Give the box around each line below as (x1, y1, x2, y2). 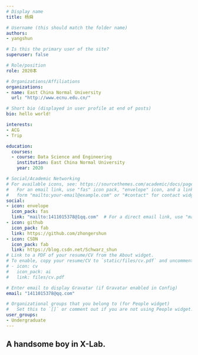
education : (6, 143, 33, 149)
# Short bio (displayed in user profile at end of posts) (6, 105, 151, 112)
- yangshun (6, 36, 33, 42)
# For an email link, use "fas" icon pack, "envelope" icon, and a (6, 187, 181, 193)
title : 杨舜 (6, 14, 34, 20)
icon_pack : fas (11, 208, 49, 215)
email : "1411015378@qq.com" (6, 290, 75, 296)
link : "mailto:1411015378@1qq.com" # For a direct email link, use (11, 214, 183, 220)
